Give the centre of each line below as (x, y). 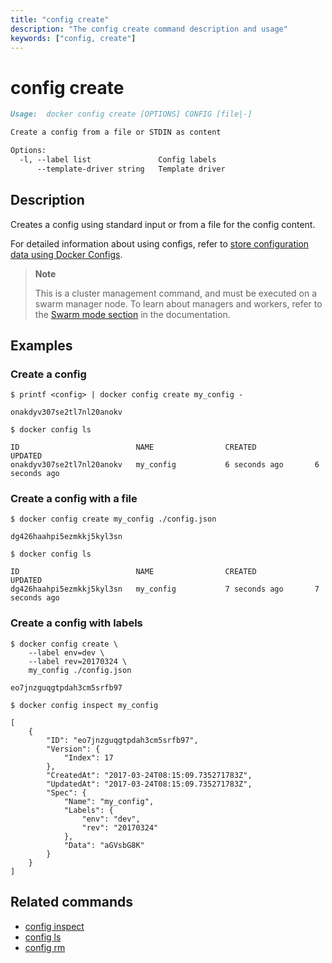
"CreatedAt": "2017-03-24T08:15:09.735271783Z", (149, 775)
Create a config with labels (76, 623)
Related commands (71, 902)
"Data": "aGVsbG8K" (104, 845)
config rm (45, 947)
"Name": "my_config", (109, 801)
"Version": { (73, 749)
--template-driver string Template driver (131, 169)
